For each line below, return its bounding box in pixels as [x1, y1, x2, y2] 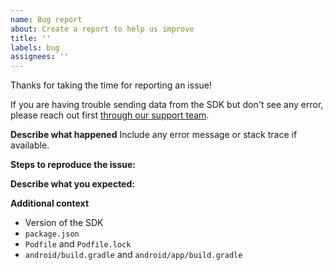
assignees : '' [10, 52, 70, 62]
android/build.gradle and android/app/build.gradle [24, 249, 243, 261]
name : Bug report [10, 14, 83, 25]
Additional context [10, 197, 90, 210]
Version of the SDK [24, 217, 104, 229]
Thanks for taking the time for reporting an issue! [10, 79, 213, 91]
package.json [24, 229, 80, 240]
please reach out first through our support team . [10, 109, 210, 121]
